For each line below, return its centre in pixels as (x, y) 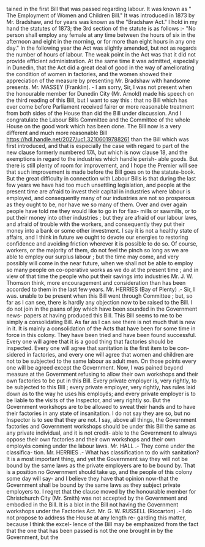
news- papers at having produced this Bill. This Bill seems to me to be (94, 315)
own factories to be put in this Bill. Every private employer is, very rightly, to (102, 381)
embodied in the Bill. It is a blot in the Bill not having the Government (92, 505)
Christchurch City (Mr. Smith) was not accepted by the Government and (97, 498)
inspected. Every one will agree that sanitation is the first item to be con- (98, 348)
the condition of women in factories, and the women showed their (89, 74)
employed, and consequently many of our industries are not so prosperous (101, 198)
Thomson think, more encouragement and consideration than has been (96, 283)
